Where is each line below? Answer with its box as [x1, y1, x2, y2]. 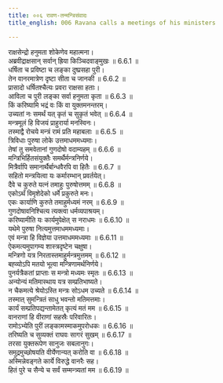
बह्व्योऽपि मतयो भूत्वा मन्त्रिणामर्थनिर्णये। [8, 259, 104, 268]
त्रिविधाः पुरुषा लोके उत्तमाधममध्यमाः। [8, 135, 98, 145]
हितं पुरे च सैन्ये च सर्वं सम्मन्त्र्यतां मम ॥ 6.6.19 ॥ [8, 365, 129, 374]
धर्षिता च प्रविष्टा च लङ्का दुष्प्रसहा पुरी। [8, 64, 105, 75]
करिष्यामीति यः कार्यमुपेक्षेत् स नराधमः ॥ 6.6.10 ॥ [8, 215, 130, 224]
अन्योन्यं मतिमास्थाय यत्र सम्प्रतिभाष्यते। [8, 276, 103, 286]
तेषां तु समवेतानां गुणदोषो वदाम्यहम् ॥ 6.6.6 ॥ [8, 144, 121, 154]
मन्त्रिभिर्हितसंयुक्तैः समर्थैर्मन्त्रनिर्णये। [8, 153, 93, 162]
